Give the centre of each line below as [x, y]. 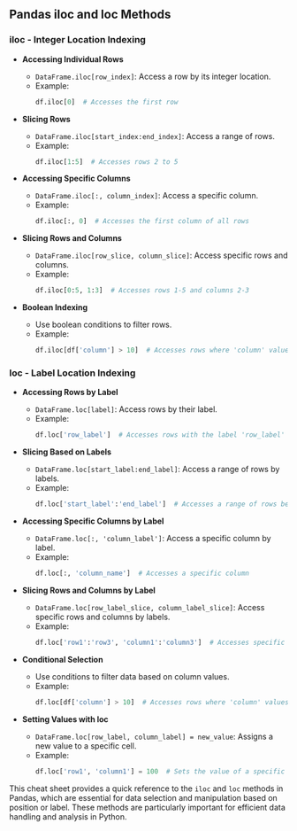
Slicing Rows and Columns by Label [89, 590]
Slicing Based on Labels [67, 452]
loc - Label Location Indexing [72, 373]
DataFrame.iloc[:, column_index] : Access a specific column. [147, 196]
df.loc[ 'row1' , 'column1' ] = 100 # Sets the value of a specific [160, 771]
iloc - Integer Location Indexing [77, 40]
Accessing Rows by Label [70, 392]
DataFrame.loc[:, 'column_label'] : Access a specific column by [153, 539]
